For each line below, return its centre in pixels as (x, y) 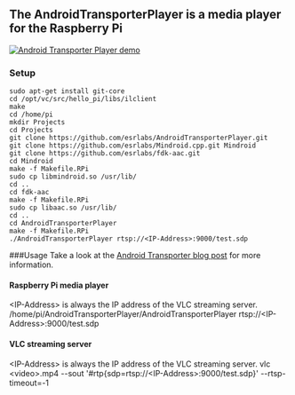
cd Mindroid (31, 162)
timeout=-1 (29, 383)
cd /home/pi (31, 115)
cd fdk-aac (29, 193)
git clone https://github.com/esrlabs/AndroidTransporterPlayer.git (139, 138)
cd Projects (31, 130)
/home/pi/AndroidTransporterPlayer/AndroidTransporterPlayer (123, 314)
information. (32, 265)
